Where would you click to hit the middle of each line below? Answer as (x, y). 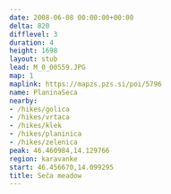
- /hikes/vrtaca (39, 117)
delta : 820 (30, 26)
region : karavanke (43, 159)
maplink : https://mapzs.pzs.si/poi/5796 (86, 84)
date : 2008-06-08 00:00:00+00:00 (72, 17)
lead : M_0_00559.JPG (48, 68)
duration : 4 (31, 42)
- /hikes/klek (36, 126)
